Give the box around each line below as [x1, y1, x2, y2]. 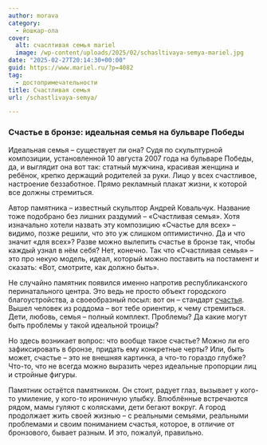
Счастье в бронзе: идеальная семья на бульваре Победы [8, 127, 245, 138]
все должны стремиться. [8, 187, 94, 197]
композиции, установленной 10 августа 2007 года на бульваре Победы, [8, 153, 253, 163]
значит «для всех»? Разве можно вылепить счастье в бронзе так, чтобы [8, 236, 256, 246]
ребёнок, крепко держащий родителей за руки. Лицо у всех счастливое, [8, 170, 257, 180]
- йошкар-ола [15, 26, 59, 34]
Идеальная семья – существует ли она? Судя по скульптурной [8, 145, 223, 154]
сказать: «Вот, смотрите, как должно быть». [8, 262, 159, 272]
